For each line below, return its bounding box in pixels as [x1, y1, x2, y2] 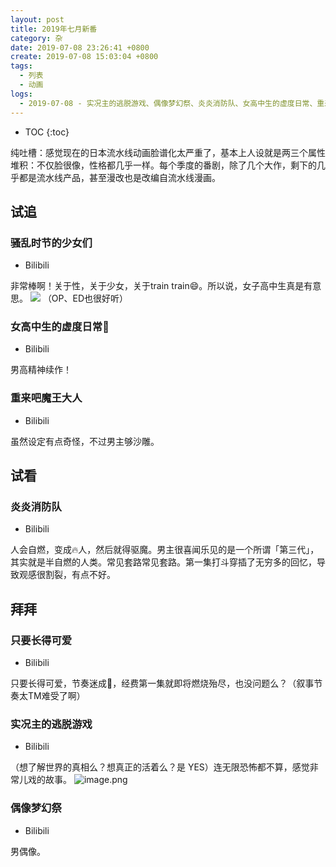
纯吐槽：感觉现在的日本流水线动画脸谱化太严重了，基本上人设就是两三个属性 [10, 146, 326, 158]
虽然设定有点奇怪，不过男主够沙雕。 [10, 435, 160, 447]
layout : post [10, 14, 65, 25]
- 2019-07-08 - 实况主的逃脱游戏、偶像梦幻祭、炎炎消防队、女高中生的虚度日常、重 [19, 98, 325, 108]
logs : [10, 89, 33, 99]
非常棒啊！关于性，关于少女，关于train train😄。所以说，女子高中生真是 [10, 280, 305, 292]
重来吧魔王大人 [10, 391, 83, 405]
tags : [10, 61, 33, 71]
